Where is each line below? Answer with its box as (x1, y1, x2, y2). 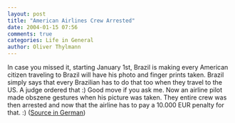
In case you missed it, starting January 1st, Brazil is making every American (7, 63, 229, 71)
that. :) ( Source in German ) (7, 108, 86, 117)
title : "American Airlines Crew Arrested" (7, 17, 135, 24)
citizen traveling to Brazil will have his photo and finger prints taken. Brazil (7, 70, 224, 79)
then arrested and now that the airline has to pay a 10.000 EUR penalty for (7, 101, 224, 109)
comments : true (7, 30, 53, 38)
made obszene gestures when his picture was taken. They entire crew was (7, 93, 227, 102)
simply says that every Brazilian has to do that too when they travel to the (7, 78, 223, 86)
